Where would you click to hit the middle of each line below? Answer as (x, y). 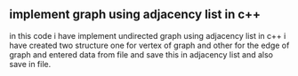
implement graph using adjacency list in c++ (135, 15)
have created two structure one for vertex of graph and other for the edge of (149, 45)
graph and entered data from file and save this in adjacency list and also (141, 54)
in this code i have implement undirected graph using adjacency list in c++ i (148, 35)
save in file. (30, 64)
